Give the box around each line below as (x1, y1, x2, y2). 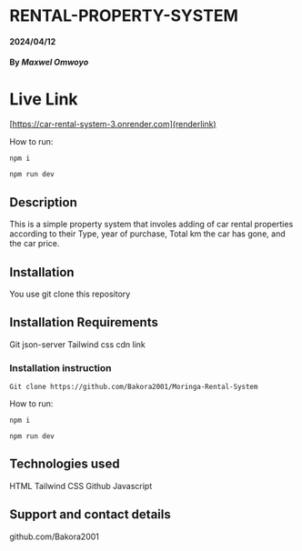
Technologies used (9, 456, 120, 472)
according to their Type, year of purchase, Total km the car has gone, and (9, 228, 286, 239)
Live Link (9, 88, 79, 109)
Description (9, 195, 77, 210)
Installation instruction (9, 361, 112, 374)
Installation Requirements (9, 315, 159, 330)
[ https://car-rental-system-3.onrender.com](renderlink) (9, 119, 216, 130)
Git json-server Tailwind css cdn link (9, 338, 146, 350)
